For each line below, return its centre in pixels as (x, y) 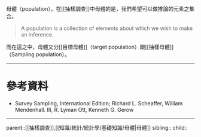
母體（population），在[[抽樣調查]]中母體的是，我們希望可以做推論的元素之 (98, 9)
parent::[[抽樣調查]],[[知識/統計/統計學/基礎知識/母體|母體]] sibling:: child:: (97, 127)
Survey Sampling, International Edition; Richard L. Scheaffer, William (99, 103)
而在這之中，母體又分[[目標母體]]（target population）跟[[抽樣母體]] (90, 47)
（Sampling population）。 (38, 54)
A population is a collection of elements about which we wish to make (107, 28)
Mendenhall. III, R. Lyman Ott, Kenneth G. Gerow (74, 109)
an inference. (37, 34)
